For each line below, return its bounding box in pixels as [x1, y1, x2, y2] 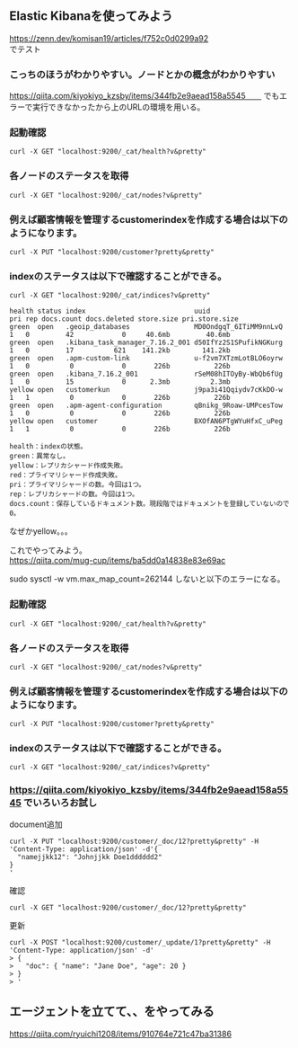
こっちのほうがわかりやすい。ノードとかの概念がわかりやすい [9, 68, 276, 81]
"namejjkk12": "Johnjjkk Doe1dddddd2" [17, 852, 163, 861]
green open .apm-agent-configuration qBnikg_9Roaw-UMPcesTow [9, 401, 283, 411]
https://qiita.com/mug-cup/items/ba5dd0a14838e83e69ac [9, 555, 226, 566]
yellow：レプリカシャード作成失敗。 [9, 461, 127, 470]
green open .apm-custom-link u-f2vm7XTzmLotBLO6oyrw [9, 354, 283, 363]
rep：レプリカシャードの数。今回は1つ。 [9, 490, 139, 499]
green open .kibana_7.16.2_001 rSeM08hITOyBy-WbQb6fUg [9, 369, 283, 379]
